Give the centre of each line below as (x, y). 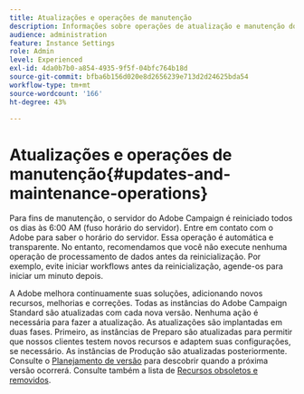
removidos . (30, 380)
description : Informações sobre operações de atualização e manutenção (147, 26)
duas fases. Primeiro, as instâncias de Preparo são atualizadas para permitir (151, 332)
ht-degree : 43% (38, 102)
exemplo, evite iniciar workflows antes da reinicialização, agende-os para (146, 266)
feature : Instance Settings (62, 43)
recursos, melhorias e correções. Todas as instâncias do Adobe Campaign (148, 303)
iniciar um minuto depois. (57, 276)
